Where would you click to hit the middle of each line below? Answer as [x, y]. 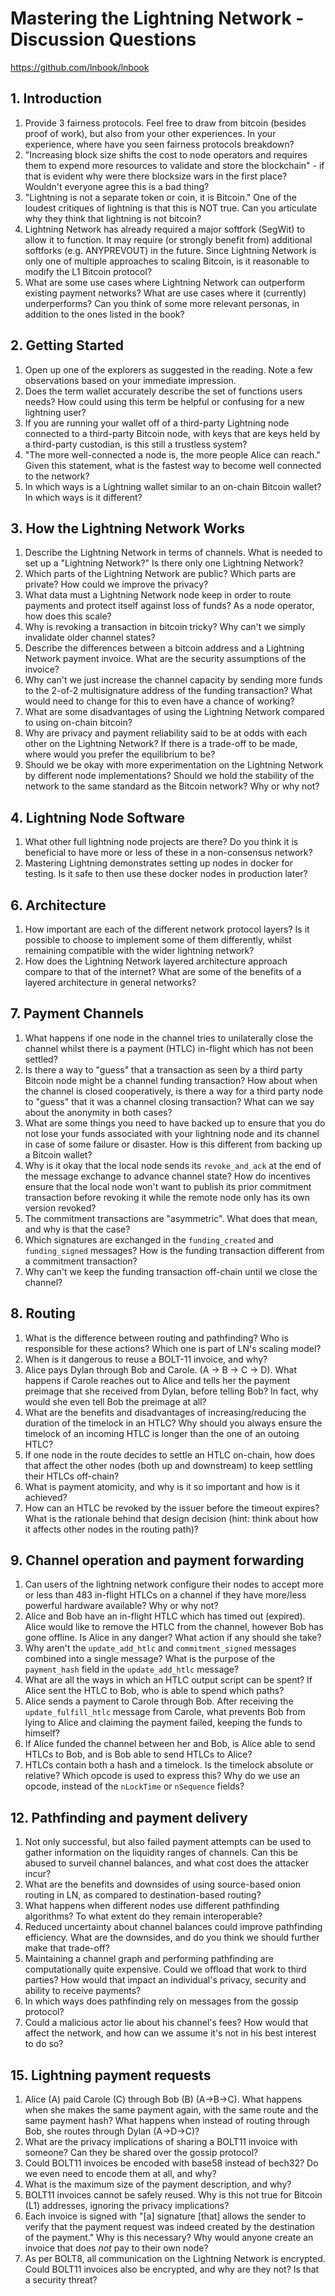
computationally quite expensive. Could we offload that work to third [165, 1969]
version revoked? [60, 1208]
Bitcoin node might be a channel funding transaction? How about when [171, 1080]
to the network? [57, 476]
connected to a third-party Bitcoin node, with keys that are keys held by [172, 433]
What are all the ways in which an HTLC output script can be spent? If [168, 1680]
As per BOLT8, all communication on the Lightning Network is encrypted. [175, 2259]
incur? [38, 1874]
